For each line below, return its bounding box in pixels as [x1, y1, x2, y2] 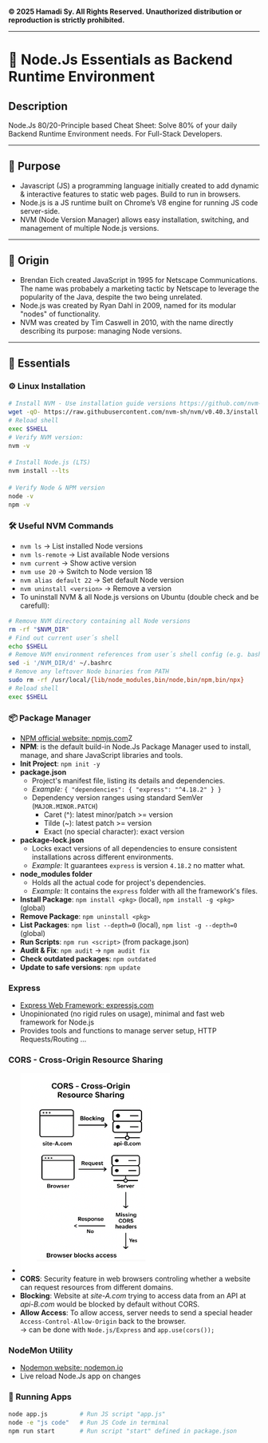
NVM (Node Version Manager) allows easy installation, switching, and [19, 215, 250, 224]
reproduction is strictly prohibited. [8, 15, 125, 25]
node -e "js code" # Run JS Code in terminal [8, 1419, 170, 1427]
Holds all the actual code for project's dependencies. [31, 878, 206, 887]
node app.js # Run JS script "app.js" [8, 1410, 166, 1418]
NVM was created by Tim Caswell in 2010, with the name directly [19, 317, 234, 327]
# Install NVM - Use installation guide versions [8, 399, 177, 408]
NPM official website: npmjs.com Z [19, 734, 133, 743]
